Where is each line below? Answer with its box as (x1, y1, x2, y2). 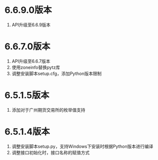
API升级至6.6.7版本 (11, 58, 51, 64)
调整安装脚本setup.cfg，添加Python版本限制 (11, 70, 102, 77)
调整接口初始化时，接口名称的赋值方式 (11, 149, 90, 156)
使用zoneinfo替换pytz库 (11, 64, 60, 70)
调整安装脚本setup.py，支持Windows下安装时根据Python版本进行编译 (11, 143, 154, 149)
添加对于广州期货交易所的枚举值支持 (11, 107, 86, 113)
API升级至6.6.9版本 (11, 22, 51, 28)
